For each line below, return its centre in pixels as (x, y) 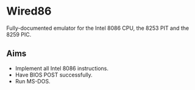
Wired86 (29, 11)
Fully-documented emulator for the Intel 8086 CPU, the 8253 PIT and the (98, 28)
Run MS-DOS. (33, 81)
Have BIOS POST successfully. (54, 75)
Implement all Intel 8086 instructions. (62, 68)
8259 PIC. (19, 34)
